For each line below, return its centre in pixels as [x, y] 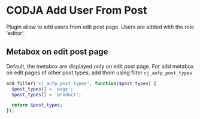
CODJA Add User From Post [77, 10]
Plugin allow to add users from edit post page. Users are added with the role [100, 27]
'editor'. [16, 33]
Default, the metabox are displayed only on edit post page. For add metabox [100, 66]
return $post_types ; [37, 105]
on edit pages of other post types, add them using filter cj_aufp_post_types [99, 73]
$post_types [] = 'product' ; [47, 95]
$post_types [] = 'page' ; [43, 89]
